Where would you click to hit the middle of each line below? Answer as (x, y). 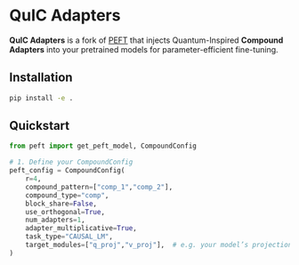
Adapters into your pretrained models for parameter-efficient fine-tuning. (144, 49)
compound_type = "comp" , (67, 195)
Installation (41, 78)
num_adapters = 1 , (56, 220)
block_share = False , (61, 204)
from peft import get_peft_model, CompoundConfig (103, 146)
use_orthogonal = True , (65, 212)
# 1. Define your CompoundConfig (71, 162)
